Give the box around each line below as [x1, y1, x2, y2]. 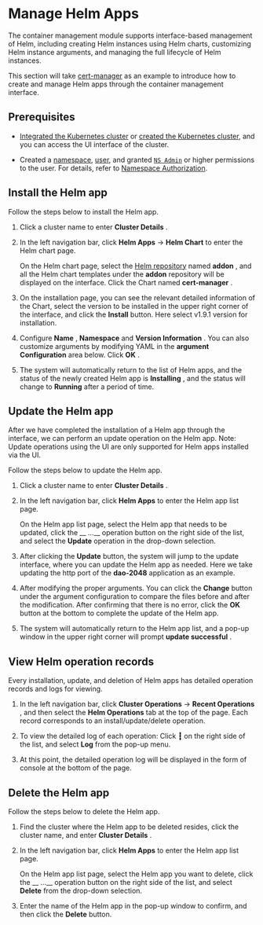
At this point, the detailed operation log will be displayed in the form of [19, 755, 247, 765]
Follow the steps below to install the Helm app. [8, 207, 159, 216]
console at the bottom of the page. [19, 763, 132, 773]
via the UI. [8, 450, 42, 460]
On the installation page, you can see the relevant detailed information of [19, 292, 255, 303]
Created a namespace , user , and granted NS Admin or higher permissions [19, 155, 255, 164]
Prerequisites [8, 111, 75, 124]
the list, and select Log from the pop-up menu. [19, 740, 171, 749]
